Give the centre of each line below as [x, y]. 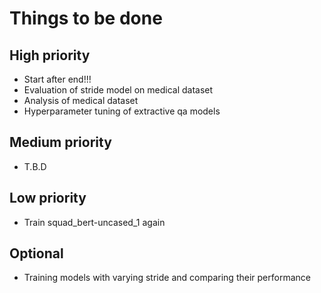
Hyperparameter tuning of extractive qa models [122, 111]
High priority [50, 55]
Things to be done [86, 18]
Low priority [48, 198]
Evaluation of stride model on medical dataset [118, 90]
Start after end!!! [57, 79]
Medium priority [60, 142]
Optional [36, 253]
